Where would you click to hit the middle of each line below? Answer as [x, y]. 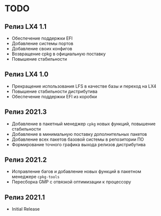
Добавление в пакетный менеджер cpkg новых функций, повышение [84, 124]
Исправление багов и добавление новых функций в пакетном [76, 172]
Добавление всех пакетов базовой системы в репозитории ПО [78, 139]
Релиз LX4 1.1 [26, 27]
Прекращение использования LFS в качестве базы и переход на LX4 [84, 86]
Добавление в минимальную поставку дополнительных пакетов [79, 134]
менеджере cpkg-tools [35, 177]
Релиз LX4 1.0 [26, 75]
